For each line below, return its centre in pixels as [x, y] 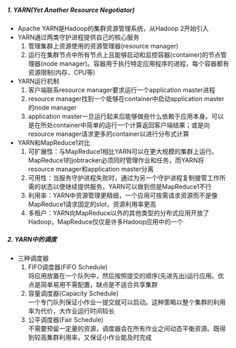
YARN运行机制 [38, 81]
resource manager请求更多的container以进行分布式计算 [108, 134]
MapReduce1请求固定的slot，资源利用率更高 [92, 204]
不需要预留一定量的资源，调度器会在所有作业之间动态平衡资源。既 [124, 328]
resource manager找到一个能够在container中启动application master [126, 98]
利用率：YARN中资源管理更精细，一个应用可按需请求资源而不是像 [123, 195]
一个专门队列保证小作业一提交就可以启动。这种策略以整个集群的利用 [127, 302]
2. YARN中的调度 [32, 239]
